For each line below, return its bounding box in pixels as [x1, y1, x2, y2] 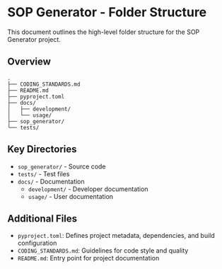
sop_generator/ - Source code [17, 162, 106, 171]
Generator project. [7, 35, 62, 43]
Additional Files [7, 212, 78, 224]
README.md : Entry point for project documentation [17, 254, 160, 263]
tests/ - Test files [17, 169, 70, 178]
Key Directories [7, 143, 77, 156]
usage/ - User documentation [28, 192, 114, 200]
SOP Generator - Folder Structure [7, 4, 207, 21]
